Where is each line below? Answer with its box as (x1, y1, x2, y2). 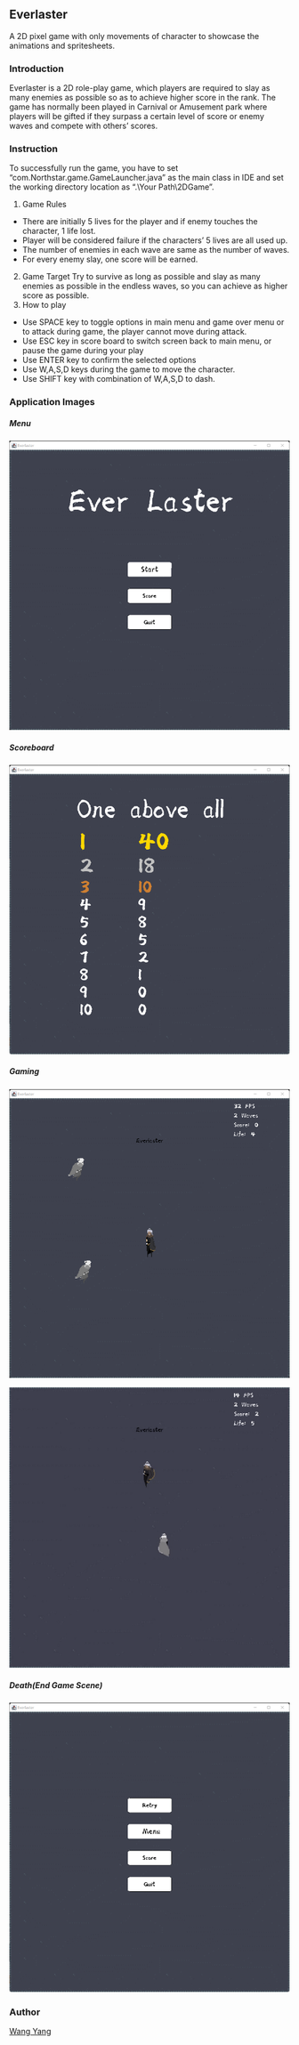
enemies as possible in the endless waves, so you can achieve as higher (21, 280, 288, 292)
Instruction (9, 142, 59, 155)
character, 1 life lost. (21, 226, 96, 237)
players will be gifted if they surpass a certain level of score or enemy (9, 111, 264, 122)
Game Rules (21, 199, 67, 210)
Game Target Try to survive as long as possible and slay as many (21, 271, 261, 282)
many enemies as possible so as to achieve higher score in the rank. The (9, 93, 276, 103)
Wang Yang (9, 2026, 52, 2037)
